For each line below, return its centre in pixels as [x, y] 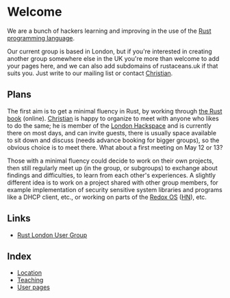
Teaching [30, 280]
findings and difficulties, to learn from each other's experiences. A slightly [112, 175]
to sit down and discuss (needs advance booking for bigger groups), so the [113, 140]
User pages [33, 287]
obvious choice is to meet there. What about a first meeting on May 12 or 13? [115, 147]
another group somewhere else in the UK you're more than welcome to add [113, 58]
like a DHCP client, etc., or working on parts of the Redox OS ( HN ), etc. [107, 197]
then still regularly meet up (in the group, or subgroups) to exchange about [112, 167]
